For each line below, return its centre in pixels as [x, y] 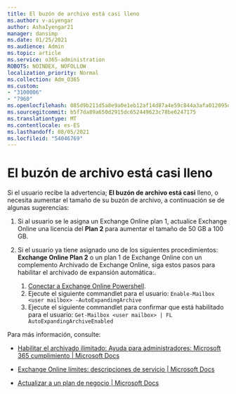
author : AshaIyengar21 [40, 27]
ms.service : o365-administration [56, 60]
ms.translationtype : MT [42, 118]
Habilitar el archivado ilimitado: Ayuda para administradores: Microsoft [119, 348]
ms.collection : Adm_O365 [44, 79]
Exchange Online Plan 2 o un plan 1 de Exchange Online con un [110, 257]
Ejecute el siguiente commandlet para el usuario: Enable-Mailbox [121, 294]
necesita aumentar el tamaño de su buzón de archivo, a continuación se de [116, 200]
